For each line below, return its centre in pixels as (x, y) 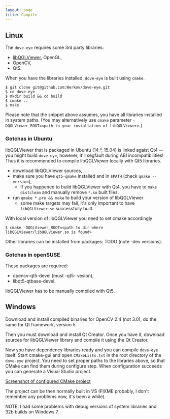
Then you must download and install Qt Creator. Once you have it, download (85, 334)
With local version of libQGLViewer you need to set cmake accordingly (79, 218)
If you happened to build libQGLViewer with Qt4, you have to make (89, 187)
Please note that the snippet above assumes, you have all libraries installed (84, 115)
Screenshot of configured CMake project (48, 381)
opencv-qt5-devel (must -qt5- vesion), (53, 275)
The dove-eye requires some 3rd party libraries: (55, 48)
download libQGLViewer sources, (47, 171)
